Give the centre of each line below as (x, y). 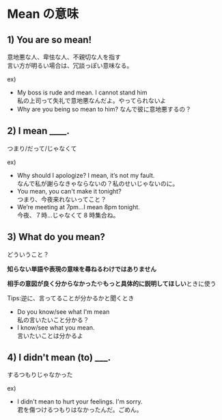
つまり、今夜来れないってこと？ (62, 199)
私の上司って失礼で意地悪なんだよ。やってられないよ (92, 101)
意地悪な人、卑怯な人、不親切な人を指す (64, 57)
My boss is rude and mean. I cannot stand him (82, 92)
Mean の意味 (43, 14)
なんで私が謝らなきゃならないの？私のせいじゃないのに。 (98, 183)
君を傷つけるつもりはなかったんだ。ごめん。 (80, 410)
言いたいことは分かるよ (50, 335)
